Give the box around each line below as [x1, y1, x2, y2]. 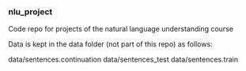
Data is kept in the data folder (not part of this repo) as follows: [8, 39, 213, 49]
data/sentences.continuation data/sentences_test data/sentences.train [8, 54, 239, 65]
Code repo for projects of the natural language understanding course [8, 24, 233, 34]
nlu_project [8, 6, 53, 17]
